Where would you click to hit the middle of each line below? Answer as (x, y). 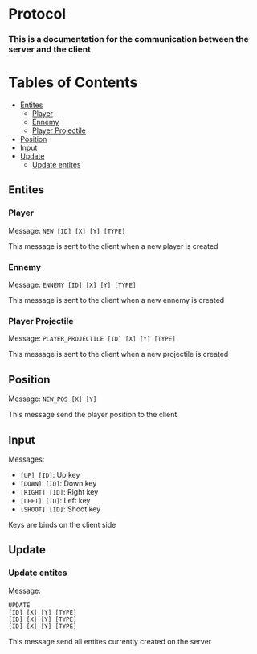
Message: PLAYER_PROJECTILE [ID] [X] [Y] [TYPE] (92, 338)
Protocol (37, 14)
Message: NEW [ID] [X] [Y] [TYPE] (67, 230)
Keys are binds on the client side (62, 524)
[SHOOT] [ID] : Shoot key (60, 509)
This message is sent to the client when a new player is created (113, 246)
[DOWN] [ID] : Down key (58, 483)
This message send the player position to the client (93, 415)
